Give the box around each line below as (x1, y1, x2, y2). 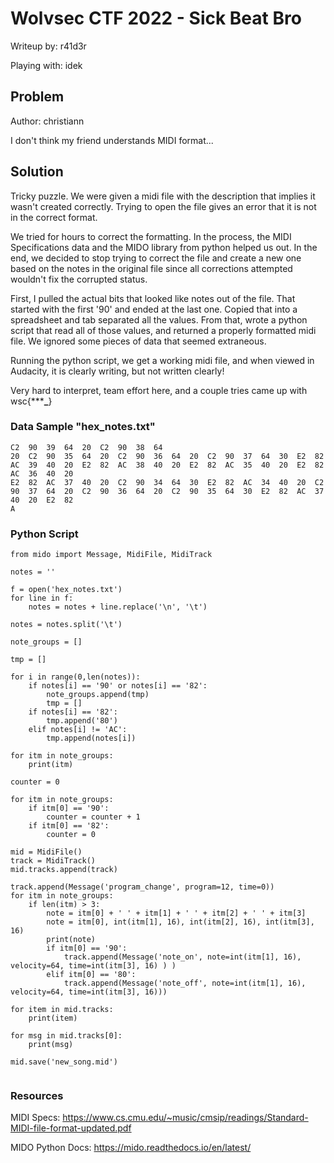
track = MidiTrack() (10, 856, 97, 866)
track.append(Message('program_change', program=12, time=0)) (10, 882, 275, 892)
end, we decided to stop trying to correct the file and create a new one (10, 252, 302, 264)
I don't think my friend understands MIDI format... (10, 134, 214, 146)
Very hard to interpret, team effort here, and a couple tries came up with (10, 384, 308, 396)
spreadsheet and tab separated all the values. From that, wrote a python (10, 313, 308, 326)
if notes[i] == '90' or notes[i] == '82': (28, 681, 208, 691)
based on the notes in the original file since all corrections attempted (10, 262, 293, 274)
